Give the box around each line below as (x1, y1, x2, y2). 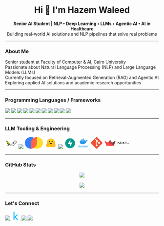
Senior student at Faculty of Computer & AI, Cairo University (5, 59, 126, 65)
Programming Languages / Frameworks (5, 97, 101, 103)
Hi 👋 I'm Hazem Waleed (34, 4, 130, 16)
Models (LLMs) (5, 70, 36, 75)
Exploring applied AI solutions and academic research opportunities (5, 80, 142, 86)
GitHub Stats (5, 161, 36, 168)
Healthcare (70, 25, 94, 31)
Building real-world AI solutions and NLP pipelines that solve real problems (7, 31, 157, 37)
